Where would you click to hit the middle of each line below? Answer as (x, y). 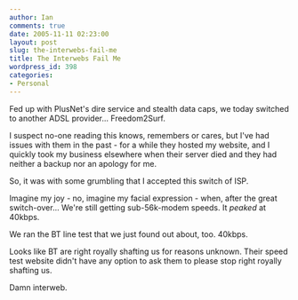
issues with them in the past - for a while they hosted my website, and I (140, 145)
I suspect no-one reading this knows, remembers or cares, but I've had (139, 135)
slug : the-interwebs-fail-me (63, 51)
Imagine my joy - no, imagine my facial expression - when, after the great (143, 198)
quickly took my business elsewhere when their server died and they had (143, 154)
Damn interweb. (39, 287)
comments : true (37, 26)
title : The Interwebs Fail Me (65, 59)
